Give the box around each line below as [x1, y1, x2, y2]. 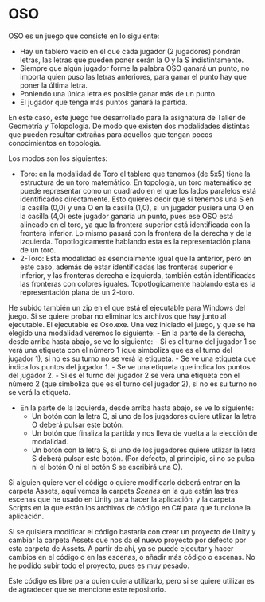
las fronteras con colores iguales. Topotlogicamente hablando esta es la [19, 279, 256, 288]
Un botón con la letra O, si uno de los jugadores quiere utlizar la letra [31, 411, 257, 420]
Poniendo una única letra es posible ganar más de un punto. [19, 88, 217, 98]
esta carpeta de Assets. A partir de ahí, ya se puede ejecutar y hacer [8, 543, 234, 553]
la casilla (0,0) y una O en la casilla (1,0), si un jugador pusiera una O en [19, 202, 255, 212]
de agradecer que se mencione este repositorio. [8, 584, 166, 594]
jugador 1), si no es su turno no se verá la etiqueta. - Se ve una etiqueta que [8, 354, 257, 363]
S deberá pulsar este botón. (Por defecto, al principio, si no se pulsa [31, 453, 255, 463]
